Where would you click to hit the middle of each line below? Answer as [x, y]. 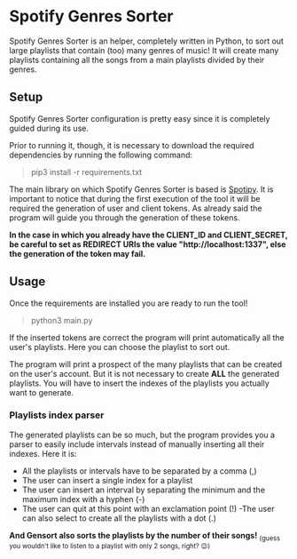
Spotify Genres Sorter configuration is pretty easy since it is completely [140, 118]
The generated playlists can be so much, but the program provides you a [142, 435]
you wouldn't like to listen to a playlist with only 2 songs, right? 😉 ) [110, 546]
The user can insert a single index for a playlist [107, 480]
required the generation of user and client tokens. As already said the [136, 208]
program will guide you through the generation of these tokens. [125, 217]
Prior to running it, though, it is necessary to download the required [132, 145]
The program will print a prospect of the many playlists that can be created [145, 364]
